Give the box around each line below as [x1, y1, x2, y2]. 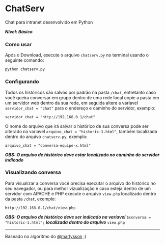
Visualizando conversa [5, 169, 61, 176]
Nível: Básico [5, 28, 33, 34]
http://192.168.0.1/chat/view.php [5, 205, 76, 210]
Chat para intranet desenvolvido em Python [5, 19, 93, 25]
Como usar [5, 41, 32, 48]
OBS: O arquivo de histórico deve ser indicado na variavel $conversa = [5, 214, 151, 220]
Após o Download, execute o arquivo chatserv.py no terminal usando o [5, 52, 149, 58]
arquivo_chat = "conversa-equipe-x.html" [5, 143, 91, 148]
